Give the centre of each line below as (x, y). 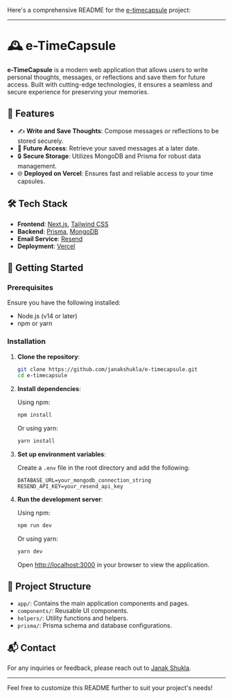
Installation (27, 341)
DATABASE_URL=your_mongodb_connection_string (84, 481)
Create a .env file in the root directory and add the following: (103, 468)
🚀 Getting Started (45, 267)
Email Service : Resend (50, 239)
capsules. (31, 181)
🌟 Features (31, 114)
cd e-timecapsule (42, 376)
